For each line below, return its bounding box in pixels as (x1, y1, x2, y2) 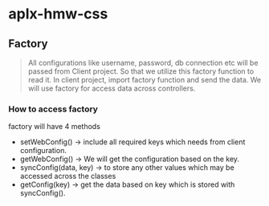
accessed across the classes (19, 172, 116, 181)
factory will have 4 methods (8, 122, 100, 131)
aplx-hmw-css (8, 5, 108, 23)
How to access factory (8, 103, 99, 115)
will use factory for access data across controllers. (27, 83, 196, 93)
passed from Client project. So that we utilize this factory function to (27, 67, 255, 76)
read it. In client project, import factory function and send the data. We (27, 75, 262, 84)
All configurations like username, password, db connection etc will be (27, 58, 259, 67)
